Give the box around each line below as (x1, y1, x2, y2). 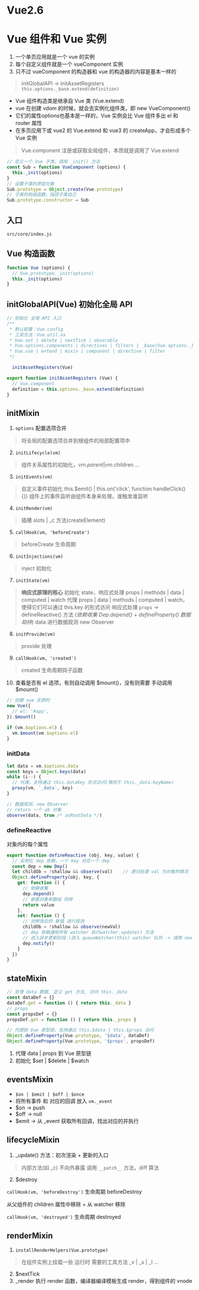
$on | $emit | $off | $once (15, 1091, 84, 1098)
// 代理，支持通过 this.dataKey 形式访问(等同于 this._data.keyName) (12, 779, 174, 785)
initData (6, 750, 30, 758)
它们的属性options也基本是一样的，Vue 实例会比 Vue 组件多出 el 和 (15, 112, 179, 119)
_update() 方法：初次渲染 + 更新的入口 (15, 1151, 109, 1159)
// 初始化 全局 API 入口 (6, 315, 61, 322)
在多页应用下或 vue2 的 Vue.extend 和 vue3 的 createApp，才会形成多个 (15, 127, 191, 134)
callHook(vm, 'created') (15, 656, 77, 662)
